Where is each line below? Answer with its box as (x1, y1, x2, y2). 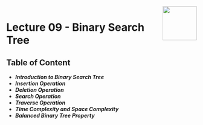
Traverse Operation (14, 99, 66, 106)
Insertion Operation (14, 80, 66, 87)
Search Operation (14, 93, 61, 100)
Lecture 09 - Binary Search (6, 21, 145, 34)
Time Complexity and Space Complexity (14, 106, 119, 112)
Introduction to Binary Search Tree (14, 74, 105, 80)
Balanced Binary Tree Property (14, 112, 95, 119)
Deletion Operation (14, 86, 65, 93)
